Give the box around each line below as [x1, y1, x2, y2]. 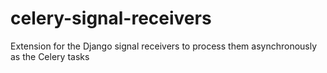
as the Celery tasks [10, 50, 90, 62]
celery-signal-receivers [10, 7, 212, 30]
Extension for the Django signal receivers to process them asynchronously [10, 40, 318, 52]
